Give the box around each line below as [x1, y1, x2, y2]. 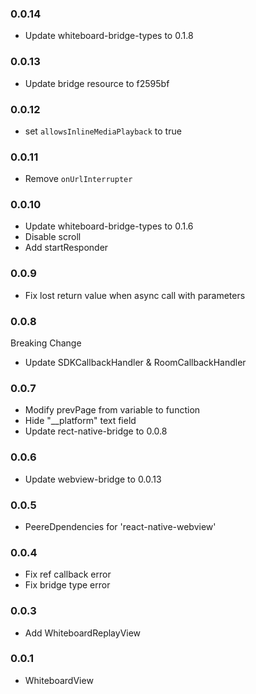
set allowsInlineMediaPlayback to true [24, 125, 182, 137]
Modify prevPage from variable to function [24, 404, 201, 416]
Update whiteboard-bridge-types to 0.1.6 [24, 220, 194, 232]
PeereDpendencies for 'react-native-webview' [24, 520, 217, 532]
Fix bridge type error [24, 579, 111, 591]
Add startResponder [24, 242, 109, 254]
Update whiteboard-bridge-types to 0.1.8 [24, 30, 194, 42]
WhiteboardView [24, 674, 94, 686]
